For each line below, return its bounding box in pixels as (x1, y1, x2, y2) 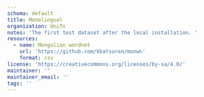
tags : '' (7, 80, 32, 87)
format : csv (19, 55, 54, 61)
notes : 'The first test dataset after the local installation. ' (7, 29, 198, 36)
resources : (7, 36, 38, 42)
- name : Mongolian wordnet (13, 42, 91, 48)
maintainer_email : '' (7, 73, 69, 81)
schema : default (7, 10, 54, 17)
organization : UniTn (7, 23, 67, 29)
